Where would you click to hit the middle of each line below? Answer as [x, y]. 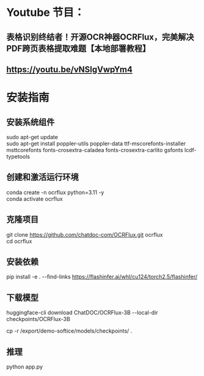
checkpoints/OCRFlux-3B [38, 319]
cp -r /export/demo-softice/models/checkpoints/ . [69, 331]
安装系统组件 [31, 122]
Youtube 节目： [46, 13]
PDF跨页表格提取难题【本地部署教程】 [78, 49]
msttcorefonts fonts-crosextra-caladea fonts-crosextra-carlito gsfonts [95, 150]
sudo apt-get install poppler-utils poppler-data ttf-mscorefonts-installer [96, 143]
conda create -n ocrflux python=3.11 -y [55, 192]
